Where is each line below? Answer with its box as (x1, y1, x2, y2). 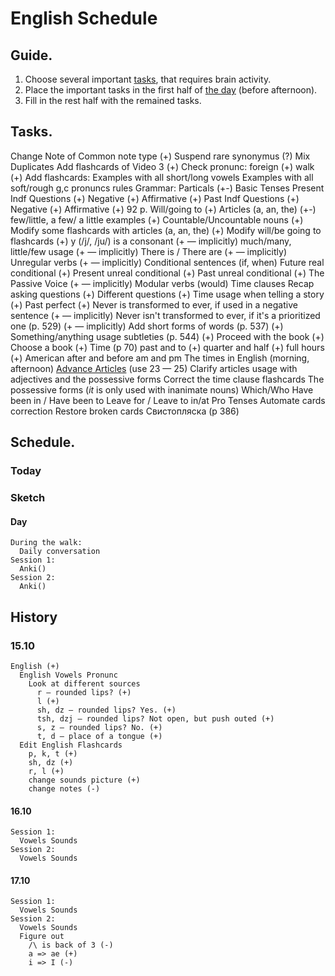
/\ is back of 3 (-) (28, 940, 114, 951)
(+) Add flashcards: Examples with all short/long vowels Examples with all (10, 171, 314, 183)
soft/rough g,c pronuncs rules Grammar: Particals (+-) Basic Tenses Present (10, 182, 325, 194)
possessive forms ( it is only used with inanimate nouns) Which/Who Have (10, 383, 314, 396)
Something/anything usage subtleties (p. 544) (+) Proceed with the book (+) (10, 330, 325, 342)
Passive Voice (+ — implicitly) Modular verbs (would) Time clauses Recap (10, 277, 315, 289)
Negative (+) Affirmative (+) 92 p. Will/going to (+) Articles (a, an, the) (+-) (10, 203, 317, 215)
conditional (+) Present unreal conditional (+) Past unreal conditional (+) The (10, 267, 325, 279)
